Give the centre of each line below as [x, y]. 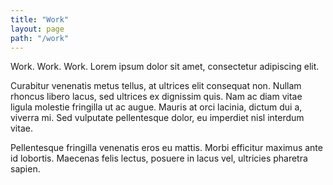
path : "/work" [40, 38]
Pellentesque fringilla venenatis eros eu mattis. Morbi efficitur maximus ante [166, 148]
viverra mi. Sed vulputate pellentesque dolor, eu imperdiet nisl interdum [157, 118]
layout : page [37, 29]
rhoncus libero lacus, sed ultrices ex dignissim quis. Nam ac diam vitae [156, 97]
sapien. [25, 169]
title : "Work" [40, 19]
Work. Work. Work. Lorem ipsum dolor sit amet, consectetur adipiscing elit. [165, 67]
